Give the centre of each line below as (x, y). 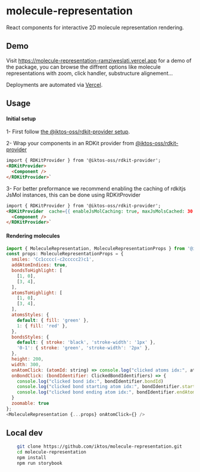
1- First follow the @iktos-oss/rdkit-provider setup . (68, 132)
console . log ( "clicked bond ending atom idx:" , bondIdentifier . (97, 392)
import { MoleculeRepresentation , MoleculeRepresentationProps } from (96, 248)
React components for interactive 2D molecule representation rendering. (95, 27)
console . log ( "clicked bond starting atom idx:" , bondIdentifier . (100, 387)
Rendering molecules (33, 236)
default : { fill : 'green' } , (53, 320)
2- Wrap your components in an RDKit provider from (70, 143)
